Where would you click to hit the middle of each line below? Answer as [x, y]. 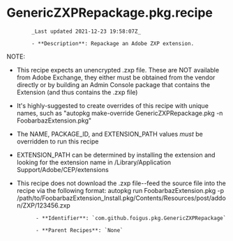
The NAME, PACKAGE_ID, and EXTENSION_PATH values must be [110, 134]
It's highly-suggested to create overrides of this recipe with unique [112, 105]
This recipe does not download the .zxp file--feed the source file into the [121, 183]
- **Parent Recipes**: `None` [79, 230]
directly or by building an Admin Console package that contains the [113, 84]
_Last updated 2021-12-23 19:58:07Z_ [86, 31]
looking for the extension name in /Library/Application [94, 162]
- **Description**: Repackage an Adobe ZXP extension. [113, 43]
